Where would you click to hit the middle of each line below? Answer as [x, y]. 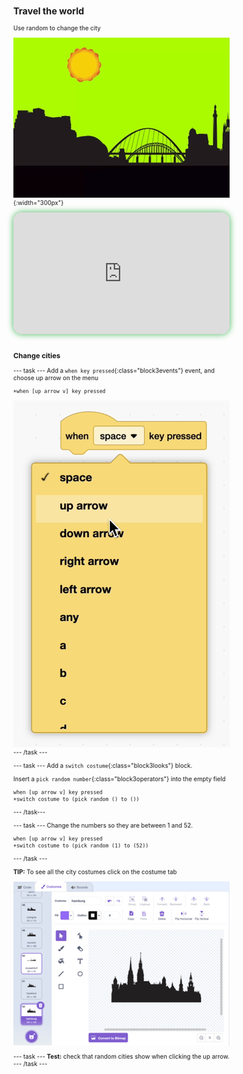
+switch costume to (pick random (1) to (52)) [81, 845]
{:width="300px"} [38, 202]
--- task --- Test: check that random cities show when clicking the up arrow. [121, 1057]
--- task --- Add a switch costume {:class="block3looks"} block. [103, 765]
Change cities [37, 356]
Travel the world [49, 11]
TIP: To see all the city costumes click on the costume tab [95, 872]
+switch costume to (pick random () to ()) [77, 799]
